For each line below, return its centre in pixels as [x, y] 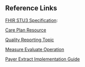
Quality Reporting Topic [30, 39]
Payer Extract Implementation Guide [42, 59]
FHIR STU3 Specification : [31, 20]
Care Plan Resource [26, 30]
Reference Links [31, 8]
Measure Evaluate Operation [35, 49]
